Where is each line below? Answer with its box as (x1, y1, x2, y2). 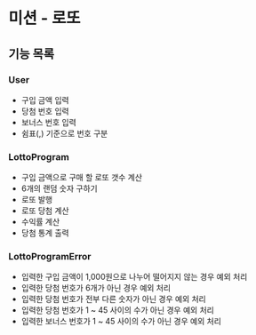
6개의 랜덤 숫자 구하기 (20, 183, 99, 194)
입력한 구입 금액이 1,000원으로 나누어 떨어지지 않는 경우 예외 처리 (20, 272, 248, 283)
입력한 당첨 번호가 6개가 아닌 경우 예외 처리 (20, 283, 171, 293)
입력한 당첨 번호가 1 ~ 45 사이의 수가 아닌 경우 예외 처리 (20, 305, 214, 315)
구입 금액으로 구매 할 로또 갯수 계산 (20, 172, 143, 183)
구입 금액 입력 (20, 94, 69, 105)
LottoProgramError (8, 251, 92, 263)
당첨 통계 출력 (20, 227, 69, 238)
